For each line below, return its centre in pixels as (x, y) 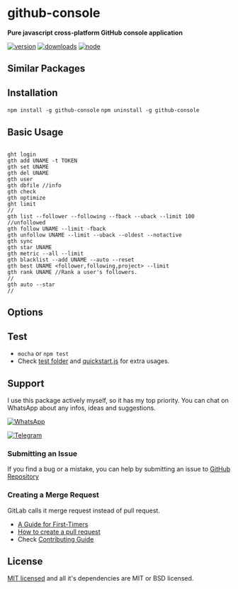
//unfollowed (27, 222)
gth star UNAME (30, 247)
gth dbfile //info (34, 185)
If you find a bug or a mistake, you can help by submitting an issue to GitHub (119, 469)
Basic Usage (35, 132)
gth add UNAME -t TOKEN (42, 161)
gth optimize (27, 198)
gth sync (20, 241)
